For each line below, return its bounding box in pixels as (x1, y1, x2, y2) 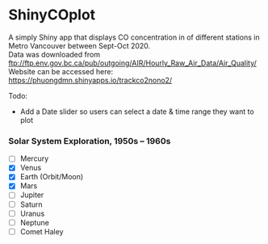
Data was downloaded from (8, 49, 101, 59)
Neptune (19, 217, 50, 227)
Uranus (19, 208, 45, 218)
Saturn (19, 200, 43, 209)
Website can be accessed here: (8, 66, 114, 76)
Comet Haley (19, 226, 64, 236)
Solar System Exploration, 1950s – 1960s (8, 135, 171, 146)
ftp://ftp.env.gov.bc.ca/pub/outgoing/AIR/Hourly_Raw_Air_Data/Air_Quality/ (8, 58, 257, 68)
